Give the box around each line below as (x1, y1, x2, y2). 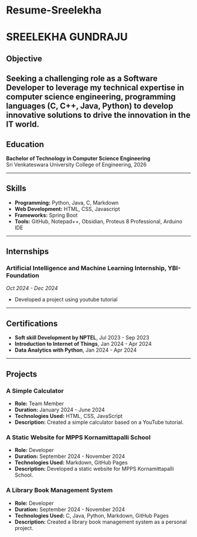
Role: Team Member (14, 400, 64, 407)
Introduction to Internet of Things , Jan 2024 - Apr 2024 (14, 341, 152, 348)
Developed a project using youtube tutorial (14, 296, 118, 303)
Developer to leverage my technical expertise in (6, 83, 185, 93)
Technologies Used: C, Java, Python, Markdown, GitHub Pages (14, 512, 169, 519)
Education (6, 139, 45, 149)
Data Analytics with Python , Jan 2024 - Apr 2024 (14, 346, 137, 354)
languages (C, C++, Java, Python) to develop (6, 101, 174, 111)
